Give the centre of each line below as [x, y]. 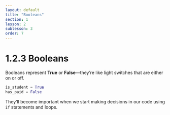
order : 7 [14, 33]
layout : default [22, 10]
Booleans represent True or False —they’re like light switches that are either [84, 72]
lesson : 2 [16, 24]
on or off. [15, 78]
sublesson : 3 [19, 29]
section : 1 [17, 19]
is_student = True [25, 87]
